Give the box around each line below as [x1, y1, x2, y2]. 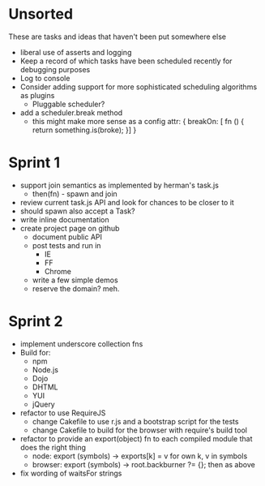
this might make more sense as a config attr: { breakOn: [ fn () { [32, 116, 245, 126]
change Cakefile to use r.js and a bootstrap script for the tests [32, 416, 239, 426]
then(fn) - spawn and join [32, 188, 118, 199]
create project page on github [19, 223, 120, 233]
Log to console [19, 73, 71, 83]
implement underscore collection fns [19, 338, 143, 349]
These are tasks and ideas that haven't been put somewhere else [8, 32, 227, 41]
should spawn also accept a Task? [19, 206, 135, 216]
